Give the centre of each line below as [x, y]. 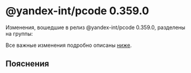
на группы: [19, 33]
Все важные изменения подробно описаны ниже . [69, 45]
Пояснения [27, 64]
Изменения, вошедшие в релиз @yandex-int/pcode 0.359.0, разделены [95, 27]
